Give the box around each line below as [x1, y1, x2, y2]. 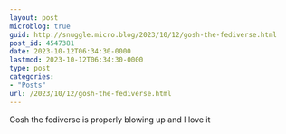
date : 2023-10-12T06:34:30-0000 [9, 47, 131, 56]
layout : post [9, 13, 59, 23]
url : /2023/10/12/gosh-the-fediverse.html [9, 89, 172, 98]
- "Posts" [9, 81, 47, 90]
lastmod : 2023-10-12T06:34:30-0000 [9, 55, 144, 64]
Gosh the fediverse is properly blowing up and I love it [9, 114, 211, 125]
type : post [9, 64, 51, 73]
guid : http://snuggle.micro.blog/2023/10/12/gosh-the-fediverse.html [9, 30, 278, 39]
